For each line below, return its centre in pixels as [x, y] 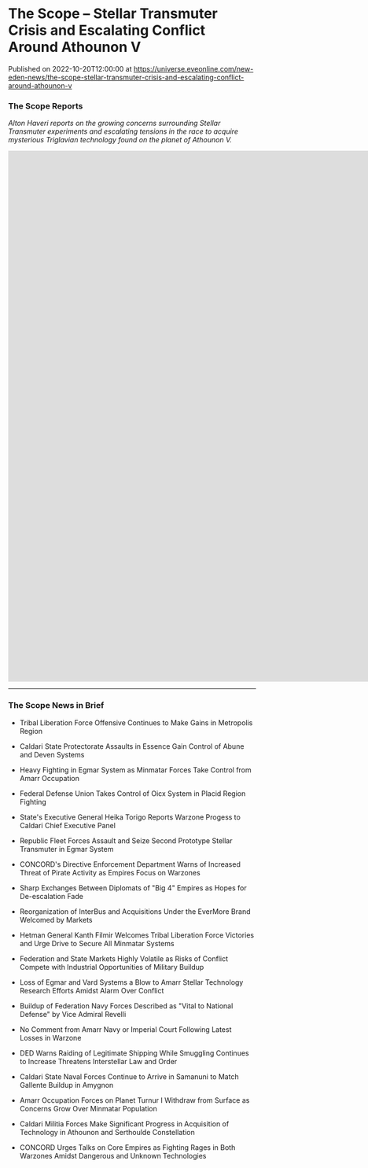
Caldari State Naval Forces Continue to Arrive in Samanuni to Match [129, 1076]
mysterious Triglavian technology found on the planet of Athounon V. [120, 140]
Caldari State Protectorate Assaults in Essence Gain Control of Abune [132, 746]
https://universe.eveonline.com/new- [193, 68]
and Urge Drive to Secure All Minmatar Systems [97, 943]
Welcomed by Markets [56, 919]
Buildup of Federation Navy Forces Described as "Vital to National [126, 1006]
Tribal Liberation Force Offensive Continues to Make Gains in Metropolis [136, 722]
